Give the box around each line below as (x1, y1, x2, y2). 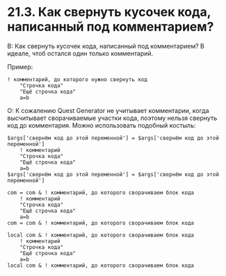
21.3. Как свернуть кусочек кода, (7, 4, 211, 20)
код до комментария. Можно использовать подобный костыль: (7, 121, 196, 129)
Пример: (7, 62, 33, 71)
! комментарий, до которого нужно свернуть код (7, 76, 148, 83)
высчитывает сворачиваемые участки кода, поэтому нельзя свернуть (7, 114, 218, 122)
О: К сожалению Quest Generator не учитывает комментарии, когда (7, 106, 210, 114)
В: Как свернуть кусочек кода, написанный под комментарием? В (7, 42, 205, 50)
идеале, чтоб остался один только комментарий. (7, 49, 154, 58)
